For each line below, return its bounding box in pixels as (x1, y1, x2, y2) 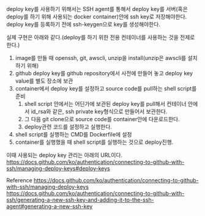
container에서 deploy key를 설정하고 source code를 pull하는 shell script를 (15, 85, 197, 92)
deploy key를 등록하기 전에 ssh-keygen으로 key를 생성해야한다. (6, 21, 161, 28)
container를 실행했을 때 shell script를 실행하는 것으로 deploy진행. (15, 138, 174, 146)
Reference (6, 177, 32, 184)
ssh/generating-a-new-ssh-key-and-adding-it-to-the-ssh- (6, 196, 154, 203)
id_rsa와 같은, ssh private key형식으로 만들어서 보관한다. (31, 108, 168, 115)
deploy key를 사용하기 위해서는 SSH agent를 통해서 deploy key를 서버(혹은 (6, 6, 188, 12)
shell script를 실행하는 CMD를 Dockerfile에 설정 (15, 131, 132, 138)
